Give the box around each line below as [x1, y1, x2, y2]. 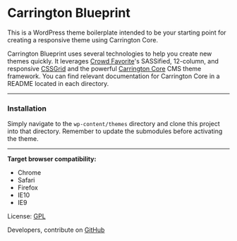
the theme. [7, 135, 39, 143]
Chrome [17, 168, 42, 177]
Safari [17, 176, 35, 185]
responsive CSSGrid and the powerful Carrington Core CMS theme [7, 64, 202, 73]
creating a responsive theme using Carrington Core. [7, 35, 159, 44]
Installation [7, 104, 47, 113]
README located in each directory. [7, 79, 109, 87]
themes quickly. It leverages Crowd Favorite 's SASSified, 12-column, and [7, 56, 219, 65]
